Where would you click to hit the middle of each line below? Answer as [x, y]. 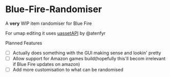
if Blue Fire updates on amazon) [46, 64]
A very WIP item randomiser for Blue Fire [49, 23]
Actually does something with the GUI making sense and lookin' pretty [87, 53]
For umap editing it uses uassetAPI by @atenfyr [56, 33]
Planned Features [24, 43]
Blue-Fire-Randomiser [54, 9]
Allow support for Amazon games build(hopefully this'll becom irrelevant [89, 59]
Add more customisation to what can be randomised [68, 70]
